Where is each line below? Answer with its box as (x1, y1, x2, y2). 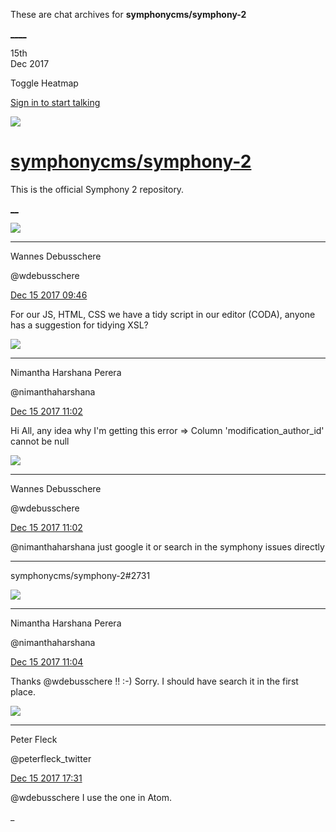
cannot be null (10, 435, 70, 447)
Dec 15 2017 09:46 (10, 289, 88, 301)
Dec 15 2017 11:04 (10, 655, 84, 668)
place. (10, 685, 37, 698)
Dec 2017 (10, 58, 50, 69)
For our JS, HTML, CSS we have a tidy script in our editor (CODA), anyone (10, 308, 316, 320)
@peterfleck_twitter (10, 752, 92, 764)
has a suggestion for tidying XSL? (10, 319, 149, 331)
